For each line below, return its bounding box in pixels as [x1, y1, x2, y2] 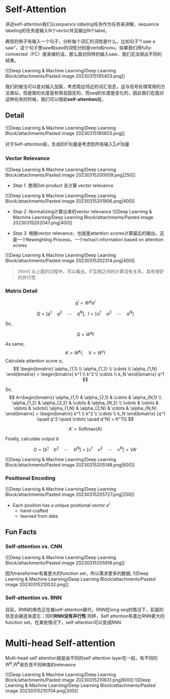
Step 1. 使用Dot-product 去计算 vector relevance [12, 182, 114, 188]
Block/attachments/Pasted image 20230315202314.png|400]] [5, 257, 135, 263]
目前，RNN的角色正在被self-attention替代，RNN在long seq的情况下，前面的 [5, 606, 164, 612]
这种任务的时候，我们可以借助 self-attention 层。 [5, 96, 107, 102]
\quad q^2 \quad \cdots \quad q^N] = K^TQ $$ [37, 416, 134, 422]
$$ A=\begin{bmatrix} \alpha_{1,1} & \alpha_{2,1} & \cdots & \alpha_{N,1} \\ [9, 395, 162, 401]
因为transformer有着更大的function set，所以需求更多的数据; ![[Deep [5, 570, 149, 576]
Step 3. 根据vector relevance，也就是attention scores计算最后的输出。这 [12, 230, 164, 236]
